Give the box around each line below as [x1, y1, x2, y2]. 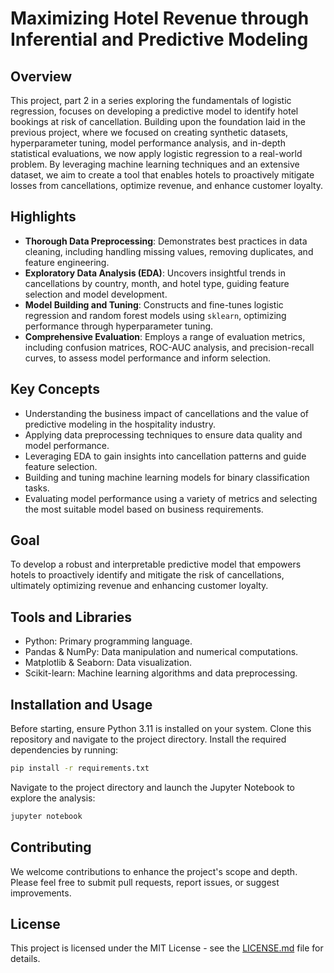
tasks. [24, 482, 50, 494]
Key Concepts [10, 381, 100, 398]
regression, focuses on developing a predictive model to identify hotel [10, 105, 299, 117]
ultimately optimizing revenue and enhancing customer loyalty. [10, 580, 269, 592]
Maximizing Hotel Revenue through [10, 7, 310, 30]
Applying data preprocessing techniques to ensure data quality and [24, 428, 303, 441]
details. [10, 953, 41, 965]
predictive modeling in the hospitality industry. [24, 418, 216, 430]
